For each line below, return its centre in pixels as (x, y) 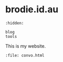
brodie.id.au (32, 9)
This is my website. (26, 46)
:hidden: (15, 23)
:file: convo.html (25, 55)
